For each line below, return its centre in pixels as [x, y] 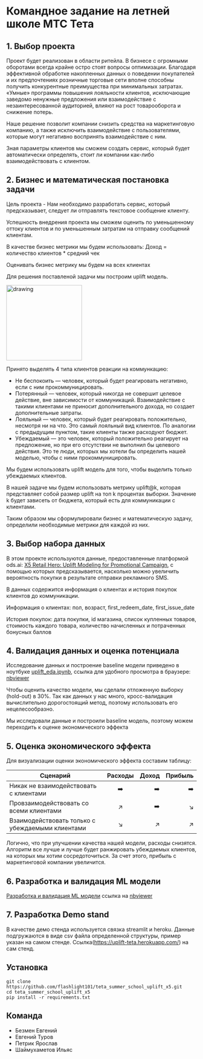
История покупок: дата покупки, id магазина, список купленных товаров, [101, 619]
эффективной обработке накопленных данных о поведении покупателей [100, 73]
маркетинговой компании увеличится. [56, 862]
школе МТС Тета [50, 24]
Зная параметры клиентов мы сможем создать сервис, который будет [98, 148]
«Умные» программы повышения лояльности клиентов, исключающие [98, 93]
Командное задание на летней [88, 11]
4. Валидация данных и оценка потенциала [93, 651]
